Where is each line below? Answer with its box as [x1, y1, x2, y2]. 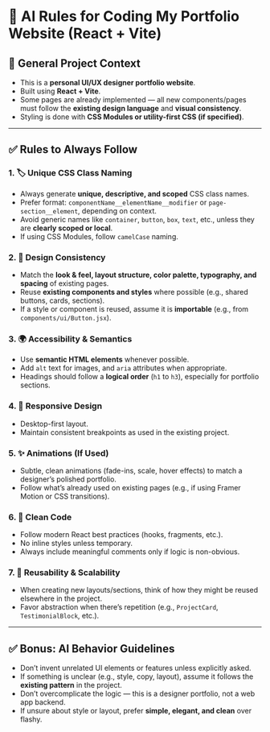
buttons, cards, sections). [19, 296, 105, 305]
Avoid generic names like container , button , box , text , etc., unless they [19, 214, 255, 224]
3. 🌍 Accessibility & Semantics [8, 333, 133, 345]
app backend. [19, 697, 66, 707]
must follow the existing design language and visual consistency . [19, 104, 242, 113]
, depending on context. [77, 205, 157, 216]
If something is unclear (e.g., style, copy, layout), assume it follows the [19, 672, 254, 681]
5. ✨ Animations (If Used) [8, 447, 109, 458]
